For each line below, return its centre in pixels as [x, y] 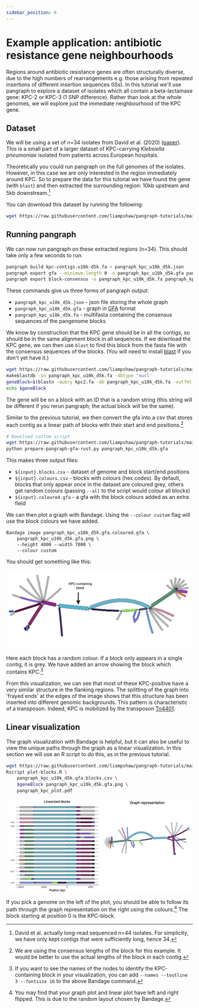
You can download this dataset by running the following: [75, 204]
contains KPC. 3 [25, 671]
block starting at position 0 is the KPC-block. [61, 915]
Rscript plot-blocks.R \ [37, 772]
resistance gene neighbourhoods [90, 55]
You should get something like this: [49, 562]
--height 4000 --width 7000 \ [54, 545]
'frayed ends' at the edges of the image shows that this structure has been [97, 696]
